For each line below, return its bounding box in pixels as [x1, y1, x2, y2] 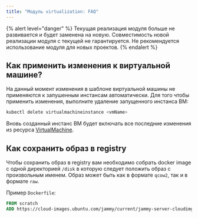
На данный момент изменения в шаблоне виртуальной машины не [6, 85, 176, 93]
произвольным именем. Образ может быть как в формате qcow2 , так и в [6, 171, 188, 179]
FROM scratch [6, 201, 38, 207]
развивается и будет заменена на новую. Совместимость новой [6, 31, 170, 38]
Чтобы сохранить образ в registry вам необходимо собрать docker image [6, 159, 192, 166]
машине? [6, 70, 42, 80]
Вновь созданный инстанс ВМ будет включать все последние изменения [6, 120, 192, 127]
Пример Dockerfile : [6, 189, 56, 196]
